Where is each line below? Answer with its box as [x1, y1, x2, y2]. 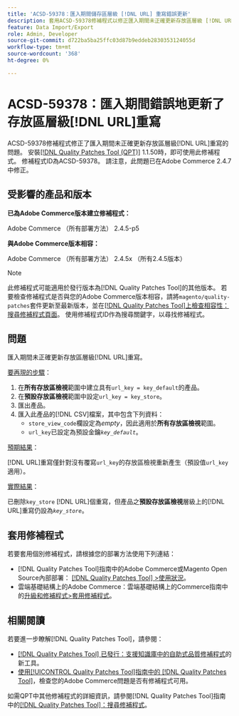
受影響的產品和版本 [7, 188, 92, 200]
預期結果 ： [7, 443, 39, 451]
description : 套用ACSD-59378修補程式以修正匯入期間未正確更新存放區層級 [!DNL [7, 17, 222, 24]
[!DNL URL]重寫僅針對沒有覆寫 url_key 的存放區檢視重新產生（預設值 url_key [7, 458, 229, 467]
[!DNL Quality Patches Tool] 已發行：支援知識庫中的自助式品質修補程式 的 [17, 650, 232, 658]
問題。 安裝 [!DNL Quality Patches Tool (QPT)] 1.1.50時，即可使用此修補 [7, 148, 215, 156]
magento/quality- [179, 293, 230, 300]
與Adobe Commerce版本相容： [7, 239, 100, 247]
